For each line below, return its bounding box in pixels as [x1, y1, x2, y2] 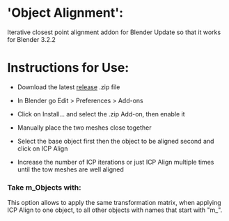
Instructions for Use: [7, 60, 129, 76]
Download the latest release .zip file [17, 82, 120, 91]
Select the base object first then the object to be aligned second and [17, 137, 214, 145]
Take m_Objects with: [7, 183, 81, 192]
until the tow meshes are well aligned [17, 165, 124, 174]
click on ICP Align [17, 144, 68, 153]
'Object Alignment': [7, 5, 124, 21]
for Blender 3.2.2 [7, 35, 56, 43]
